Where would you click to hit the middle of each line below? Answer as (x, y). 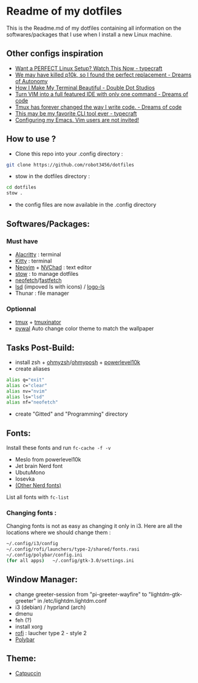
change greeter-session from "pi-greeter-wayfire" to (81, 594)
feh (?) (23, 620)
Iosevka (25, 479)
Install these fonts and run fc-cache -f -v (59, 448)
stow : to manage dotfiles (47, 273)
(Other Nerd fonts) (38, 486)
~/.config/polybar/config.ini (45, 555)
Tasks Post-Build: (40, 348)
